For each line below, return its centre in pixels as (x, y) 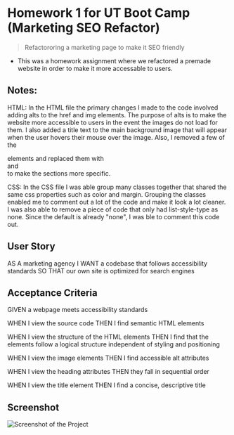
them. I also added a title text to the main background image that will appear (117, 130)
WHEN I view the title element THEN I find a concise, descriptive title (106, 385)
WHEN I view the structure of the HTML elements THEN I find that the (108, 337)
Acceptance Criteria (52, 293)
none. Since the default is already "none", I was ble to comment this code (113, 216)
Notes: (22, 90)
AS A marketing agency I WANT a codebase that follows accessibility (108, 263)
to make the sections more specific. (59, 173)
